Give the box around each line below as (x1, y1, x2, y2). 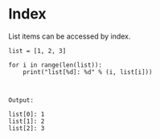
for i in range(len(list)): (8, 61, 103, 69)
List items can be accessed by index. (8, 31, 131, 41)
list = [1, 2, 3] (8, 47, 67, 55)
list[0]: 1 (8, 110, 45, 118)
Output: (8, 96, 35, 104)
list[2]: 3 (8, 124, 45, 133)
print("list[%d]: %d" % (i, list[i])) (23, 67, 153, 76)
